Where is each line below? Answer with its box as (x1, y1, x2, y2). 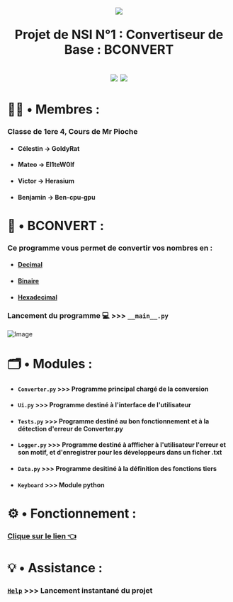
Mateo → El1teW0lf (17, 160, 75, 169)
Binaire (17, 276, 40, 285)
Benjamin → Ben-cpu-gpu (17, 193, 96, 201)
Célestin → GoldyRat (17, 144, 80, 152)
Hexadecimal (17, 293, 58, 301)
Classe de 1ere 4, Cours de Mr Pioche (7, 127, 138, 137)
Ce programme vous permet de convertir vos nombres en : (7, 243, 213, 253)
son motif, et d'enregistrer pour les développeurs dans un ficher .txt (17, 448, 222, 457)
